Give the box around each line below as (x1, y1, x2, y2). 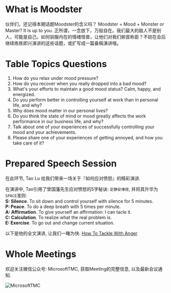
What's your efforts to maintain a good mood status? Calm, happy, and (12, 85, 161, 92)
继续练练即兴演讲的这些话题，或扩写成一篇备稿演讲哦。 (5, 40, 121, 46)
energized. (12, 91, 36, 97)
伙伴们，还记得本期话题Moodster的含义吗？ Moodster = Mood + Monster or (5, 21, 164, 27)
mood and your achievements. (12, 129, 77, 135)
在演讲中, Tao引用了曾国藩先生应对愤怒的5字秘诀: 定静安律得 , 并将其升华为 (5, 186, 158, 192)
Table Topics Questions (5, 58, 107, 70)
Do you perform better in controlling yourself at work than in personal (12, 97, 159, 103)
